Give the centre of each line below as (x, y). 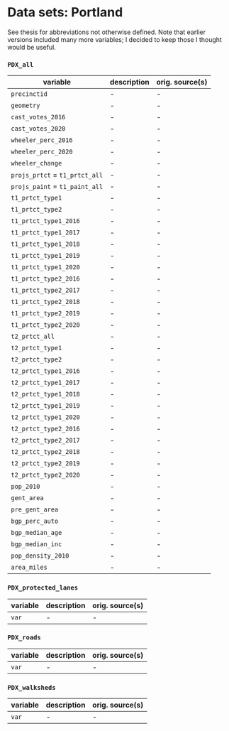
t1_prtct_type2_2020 (45, 325)
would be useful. (32, 47)
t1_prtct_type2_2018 (45, 302)
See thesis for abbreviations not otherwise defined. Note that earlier (106, 32)
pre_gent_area (35, 510)
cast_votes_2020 (38, 129)
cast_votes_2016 (38, 117)
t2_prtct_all (33, 337)
